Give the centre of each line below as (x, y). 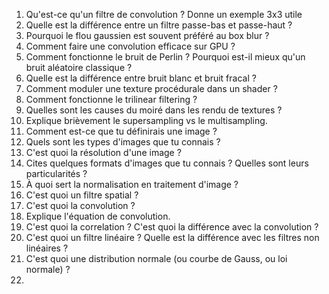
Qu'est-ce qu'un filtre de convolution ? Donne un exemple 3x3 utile (164, 14)
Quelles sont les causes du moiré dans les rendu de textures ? (154, 110)
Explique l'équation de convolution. (98, 216)
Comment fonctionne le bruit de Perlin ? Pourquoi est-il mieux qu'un (165, 57)
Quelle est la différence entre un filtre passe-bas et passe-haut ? (159, 25)
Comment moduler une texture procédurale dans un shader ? (151, 88)
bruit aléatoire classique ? (79, 67)
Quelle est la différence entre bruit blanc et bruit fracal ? (141, 78)
